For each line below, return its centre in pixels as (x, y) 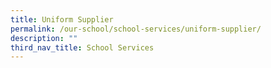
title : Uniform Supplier (62, 19)
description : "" (44, 38)
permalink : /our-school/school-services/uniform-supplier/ (136, 29)
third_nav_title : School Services (82, 47)
